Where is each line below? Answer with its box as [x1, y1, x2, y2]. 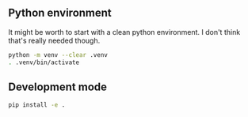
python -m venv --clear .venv [8, 51, 109, 58]
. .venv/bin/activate [8, 58, 80, 66]
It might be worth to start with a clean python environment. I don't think [8, 27, 241, 36]
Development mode [8, 80, 108, 93]
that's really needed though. [8, 36, 101, 45]
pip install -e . [8, 101, 66, 109]
